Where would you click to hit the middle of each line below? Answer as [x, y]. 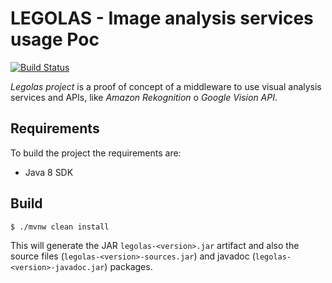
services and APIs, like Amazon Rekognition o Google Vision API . [144, 97]
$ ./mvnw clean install [60, 227]
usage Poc [55, 39]
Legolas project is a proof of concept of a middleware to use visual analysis [166, 86]
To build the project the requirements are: [96, 153]
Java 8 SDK [49, 172]
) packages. [128, 266]
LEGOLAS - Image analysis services [162, 18]
